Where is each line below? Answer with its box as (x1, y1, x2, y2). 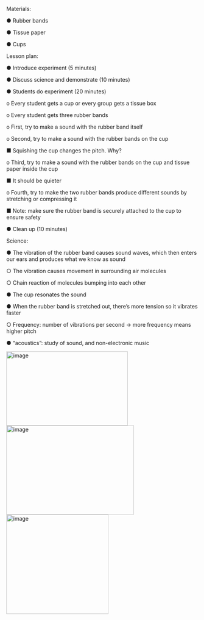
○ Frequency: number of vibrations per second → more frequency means (6, 321, 191, 328)
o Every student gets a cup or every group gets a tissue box (6, 100, 157, 107)
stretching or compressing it (6, 195, 77, 202)
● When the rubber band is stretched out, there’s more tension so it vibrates (6, 303, 198, 310)
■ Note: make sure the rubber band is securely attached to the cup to (6, 207, 181, 214)
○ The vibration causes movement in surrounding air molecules (6, 268, 166, 274)
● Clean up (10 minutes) (6, 226, 68, 232)
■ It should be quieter (6, 177, 62, 184)
